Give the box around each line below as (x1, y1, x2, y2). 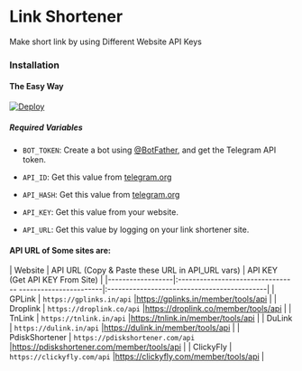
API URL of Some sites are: (9, 245, 111, 255)
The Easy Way (9, 81, 64, 92)
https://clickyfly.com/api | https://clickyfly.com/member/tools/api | (9, 351, 265, 362)
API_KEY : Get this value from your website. (22, 207, 178, 218)
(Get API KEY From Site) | (9, 274, 104, 285)
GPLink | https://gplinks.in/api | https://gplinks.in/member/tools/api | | (9, 293, 278, 304)
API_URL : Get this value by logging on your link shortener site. (22, 224, 250, 236)
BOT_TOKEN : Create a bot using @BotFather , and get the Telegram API (22, 144, 277, 155)
